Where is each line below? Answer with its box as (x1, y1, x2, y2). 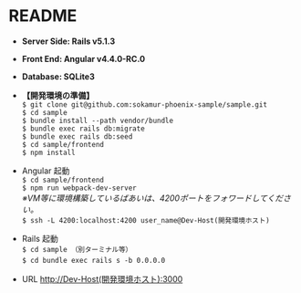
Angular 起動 (21, 165, 70, 176)
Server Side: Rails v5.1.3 (21, 36, 116, 47)
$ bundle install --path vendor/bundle (21, 116, 174, 125)
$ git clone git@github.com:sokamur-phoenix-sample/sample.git (21, 99, 268, 110)
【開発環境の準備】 (21, 89, 95, 100)
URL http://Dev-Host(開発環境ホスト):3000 (21, 273, 183, 284)
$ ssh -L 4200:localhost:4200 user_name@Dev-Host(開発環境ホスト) (21, 215, 270, 225)
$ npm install (21, 148, 76, 157)
